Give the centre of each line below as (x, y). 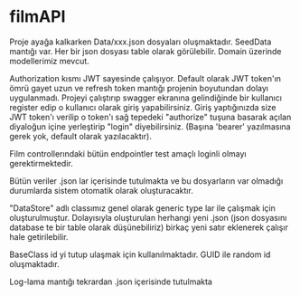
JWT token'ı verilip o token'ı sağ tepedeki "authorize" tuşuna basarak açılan (150, 117)
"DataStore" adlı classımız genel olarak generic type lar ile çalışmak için (142, 208)
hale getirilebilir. (39, 236)
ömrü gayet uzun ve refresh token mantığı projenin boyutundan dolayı (139, 88)
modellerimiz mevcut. (50, 61)
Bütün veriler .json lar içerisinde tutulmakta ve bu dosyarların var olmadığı (146, 181)
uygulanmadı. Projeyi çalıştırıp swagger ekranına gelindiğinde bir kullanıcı (146, 98)
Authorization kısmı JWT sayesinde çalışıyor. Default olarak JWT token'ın (145, 78)
